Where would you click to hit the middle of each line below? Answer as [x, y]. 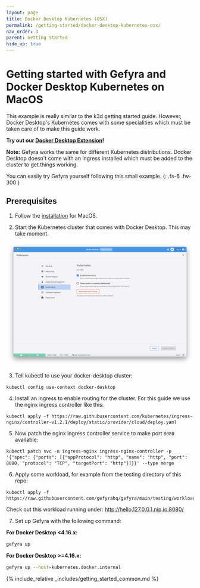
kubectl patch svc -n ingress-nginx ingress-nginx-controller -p [89, 451]
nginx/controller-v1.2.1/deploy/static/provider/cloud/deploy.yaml [92, 423]
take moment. [32, 233]
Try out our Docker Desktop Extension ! [55, 140]
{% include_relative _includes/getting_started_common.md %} [82, 579]
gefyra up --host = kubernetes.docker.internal [63, 567]
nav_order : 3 [22, 32]
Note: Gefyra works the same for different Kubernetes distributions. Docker [99, 151]
